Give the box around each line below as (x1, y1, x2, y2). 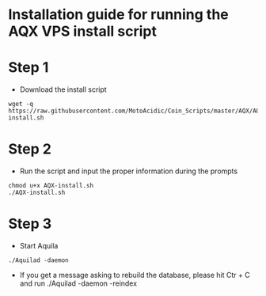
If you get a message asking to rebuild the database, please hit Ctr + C (19, 271, 251, 279)
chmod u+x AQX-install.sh (8, 182, 93, 190)
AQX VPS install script (8, 22, 157, 40)
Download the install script (19, 85, 107, 94)
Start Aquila (19, 241, 59, 250)
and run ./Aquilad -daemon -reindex (19, 279, 137, 288)
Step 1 (8, 59, 49, 77)
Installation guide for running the (8, 6, 230, 24)
